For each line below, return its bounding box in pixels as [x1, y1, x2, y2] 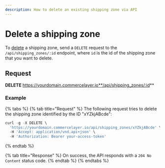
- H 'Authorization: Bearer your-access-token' [9, 134, 107, 139]
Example [5, 94, 27, 101]
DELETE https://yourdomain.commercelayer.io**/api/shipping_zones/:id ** [5, 82, 155, 88]
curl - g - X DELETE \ [5, 120, 48, 125]
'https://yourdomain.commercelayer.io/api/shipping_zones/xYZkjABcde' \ [9, 125, 162, 130]
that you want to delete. [5, 55, 53, 61]
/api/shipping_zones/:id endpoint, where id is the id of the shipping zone [5, 50, 156, 56]
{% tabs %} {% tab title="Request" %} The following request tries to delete [5, 106, 157, 112]
